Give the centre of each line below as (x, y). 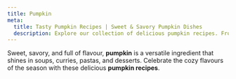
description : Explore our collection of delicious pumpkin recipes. (116, 33)
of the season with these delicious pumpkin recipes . (84, 68)
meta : (15, 20)
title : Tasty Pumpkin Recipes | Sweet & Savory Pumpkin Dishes (108, 27)
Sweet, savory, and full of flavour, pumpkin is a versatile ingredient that (111, 53)
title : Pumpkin (29, 14)
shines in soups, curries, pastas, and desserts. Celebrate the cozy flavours (115, 61)
